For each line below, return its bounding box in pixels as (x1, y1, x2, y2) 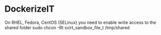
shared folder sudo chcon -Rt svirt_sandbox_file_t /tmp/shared (4, 24, 130, 30)
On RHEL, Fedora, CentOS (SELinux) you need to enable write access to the (4, 19, 157, 25)
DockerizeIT (4, 3, 54, 15)
